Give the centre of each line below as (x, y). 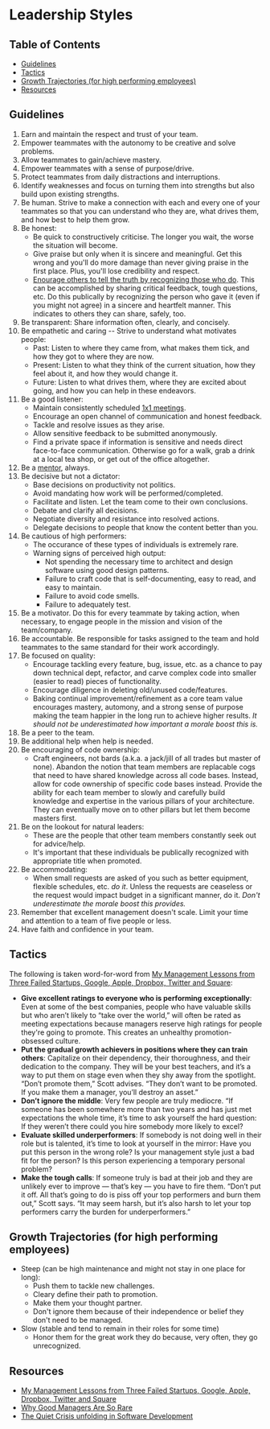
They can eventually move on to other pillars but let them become (141, 809)
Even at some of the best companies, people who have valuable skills (136, 1007)
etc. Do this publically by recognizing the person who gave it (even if (146, 296)
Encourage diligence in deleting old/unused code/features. (130, 690)
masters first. (55, 817)
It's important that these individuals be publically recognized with (141, 852)
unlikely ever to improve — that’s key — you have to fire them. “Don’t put (141, 1186)
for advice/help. (59, 843)
